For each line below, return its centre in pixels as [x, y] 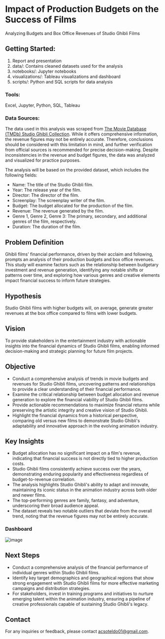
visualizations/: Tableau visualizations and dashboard [66, 76]
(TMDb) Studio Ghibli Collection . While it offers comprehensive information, [82, 134]
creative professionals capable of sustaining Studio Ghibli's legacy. [80, 604]
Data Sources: [22, 118]
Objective [20, 367]
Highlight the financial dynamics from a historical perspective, [75, 415]
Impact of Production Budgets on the [82, 9]
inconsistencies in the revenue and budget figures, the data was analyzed [80, 155]
